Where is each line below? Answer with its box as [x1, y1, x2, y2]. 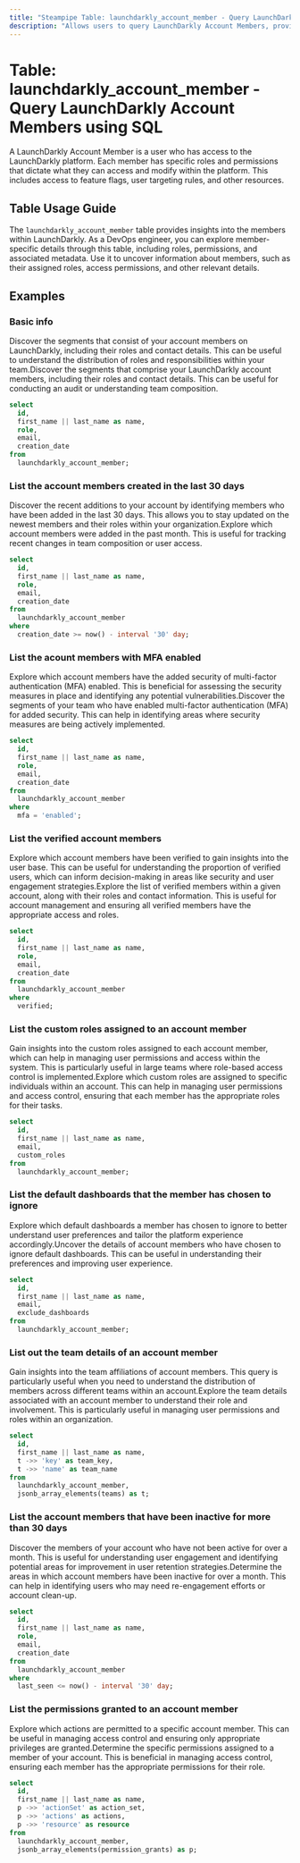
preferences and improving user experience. [9, 1258, 173, 1269]
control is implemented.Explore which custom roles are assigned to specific [9, 1072, 287, 1083]
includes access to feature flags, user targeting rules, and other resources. [9, 175, 284, 186]
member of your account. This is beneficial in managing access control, [9, 1751, 273, 1762]
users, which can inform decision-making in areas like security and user [9, 872, 274, 882]
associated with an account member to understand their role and [9, 1395, 248, 1406]
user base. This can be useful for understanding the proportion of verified [9, 862, 281, 872]
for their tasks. [9, 1100, 62, 1111]
